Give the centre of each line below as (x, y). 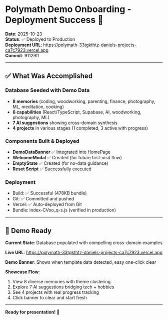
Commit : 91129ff (22, 55)
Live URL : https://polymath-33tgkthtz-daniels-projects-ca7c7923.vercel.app (84, 253)
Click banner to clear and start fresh (50, 298)
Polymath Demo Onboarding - (68, 9)
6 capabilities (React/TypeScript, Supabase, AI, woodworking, (77, 112)
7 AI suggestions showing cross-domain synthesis (65, 123)
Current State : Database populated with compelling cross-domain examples (84, 243)
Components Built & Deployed (42, 141)
